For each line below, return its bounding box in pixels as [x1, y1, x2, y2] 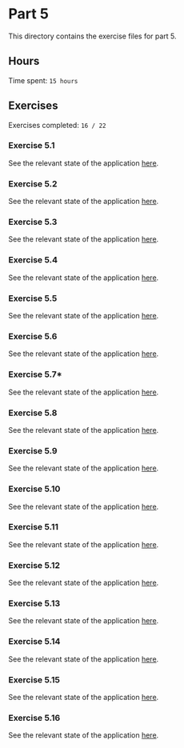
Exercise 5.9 [8, 445, 58, 456]
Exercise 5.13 [8, 598, 61, 609]
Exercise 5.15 [8, 674, 60, 685]
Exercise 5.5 [8, 293, 58, 304]
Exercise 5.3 [8, 217, 58, 228]
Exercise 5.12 [8, 559, 61, 570]
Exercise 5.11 [8, 522, 58, 533]
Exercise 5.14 [8, 636, 61, 647]
